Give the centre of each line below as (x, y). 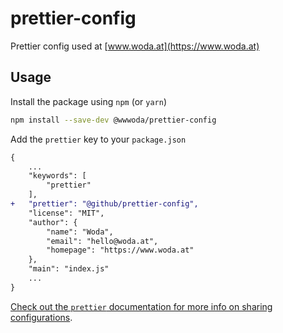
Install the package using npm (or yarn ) (88, 101)
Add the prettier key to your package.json (98, 139)
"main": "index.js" (69, 269)
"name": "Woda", (80, 232)
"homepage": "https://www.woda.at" (120, 250)
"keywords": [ (57, 176)
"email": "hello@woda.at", (102, 241)
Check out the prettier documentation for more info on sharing (141, 306)
